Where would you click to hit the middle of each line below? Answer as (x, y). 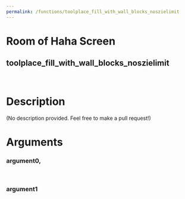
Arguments (35, 142)
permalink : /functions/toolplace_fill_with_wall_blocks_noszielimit (93, 12)
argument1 (22, 189)
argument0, (24, 160)
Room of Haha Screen (61, 41)
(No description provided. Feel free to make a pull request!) (79, 118)
